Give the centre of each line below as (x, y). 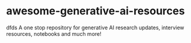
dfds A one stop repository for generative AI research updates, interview (95, 27)
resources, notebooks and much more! (54, 33)
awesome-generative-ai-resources (95, 11)
